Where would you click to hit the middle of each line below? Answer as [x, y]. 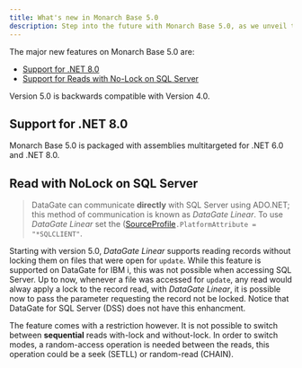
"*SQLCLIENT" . [57, 233]
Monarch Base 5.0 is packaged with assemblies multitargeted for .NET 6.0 [147, 145]
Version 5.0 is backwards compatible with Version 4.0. [110, 96]
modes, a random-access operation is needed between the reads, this [139, 345]
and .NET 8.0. [35, 155]
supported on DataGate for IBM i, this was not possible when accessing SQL [151, 270]
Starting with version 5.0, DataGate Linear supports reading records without [150, 251]
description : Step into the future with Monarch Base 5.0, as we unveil [148, 26]
